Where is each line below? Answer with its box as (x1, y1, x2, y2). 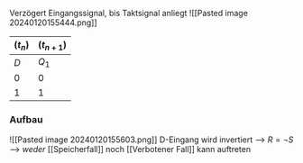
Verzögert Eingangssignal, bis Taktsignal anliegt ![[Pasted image (9, 8, 248, 18)
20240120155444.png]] (9, 17, 97, 28)
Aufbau (9, 113, 43, 126)
